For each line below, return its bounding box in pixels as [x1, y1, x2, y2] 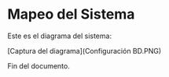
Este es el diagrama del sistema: [7, 31, 112, 40]
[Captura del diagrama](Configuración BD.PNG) [7, 46, 162, 55]
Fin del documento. [7, 61, 70, 71]
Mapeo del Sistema [7, 5, 135, 23]
